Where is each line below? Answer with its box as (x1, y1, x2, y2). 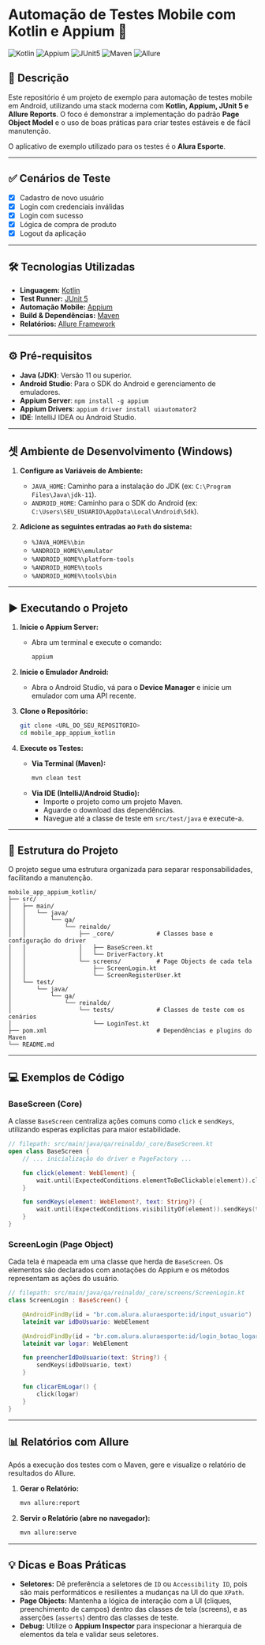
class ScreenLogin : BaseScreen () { (8, 1296, 129, 1305)
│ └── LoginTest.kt (8, 1020, 150, 1028)
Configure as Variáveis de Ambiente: (19, 466, 144, 476)
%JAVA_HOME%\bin (31, 539, 85, 547)
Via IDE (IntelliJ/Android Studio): (31, 788, 140, 798)
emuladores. (19, 387, 61, 396)
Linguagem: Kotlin (19, 285, 80, 294)
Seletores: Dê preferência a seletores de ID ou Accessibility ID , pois (19, 1579, 248, 1588)
